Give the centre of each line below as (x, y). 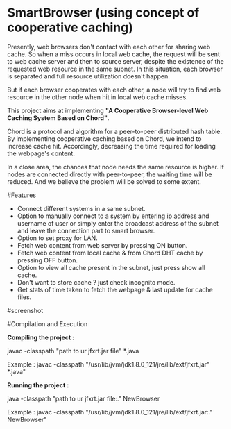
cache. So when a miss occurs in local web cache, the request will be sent (113, 54)
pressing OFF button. (48, 260)
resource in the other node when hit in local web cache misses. (98, 97)
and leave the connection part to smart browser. (86, 230)
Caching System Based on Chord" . (58, 118)
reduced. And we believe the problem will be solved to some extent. (104, 181)
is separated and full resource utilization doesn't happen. (88, 76)
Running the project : (38, 385)
